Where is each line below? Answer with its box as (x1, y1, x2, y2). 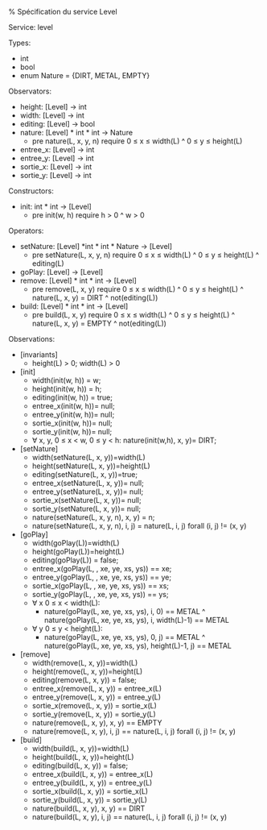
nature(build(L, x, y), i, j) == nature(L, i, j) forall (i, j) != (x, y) (31, 812, 228, 821)
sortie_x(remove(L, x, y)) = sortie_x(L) (31, 701, 157, 710)
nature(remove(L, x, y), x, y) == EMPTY (31, 718, 162, 728)
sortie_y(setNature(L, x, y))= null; (31, 504, 142, 513)
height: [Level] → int (19, 102, 87, 111)
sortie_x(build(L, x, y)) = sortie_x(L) (31, 786, 149, 796)
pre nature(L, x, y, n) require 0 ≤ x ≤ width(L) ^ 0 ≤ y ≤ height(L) (31, 136, 243, 146)
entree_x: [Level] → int (19, 145, 95, 154)
